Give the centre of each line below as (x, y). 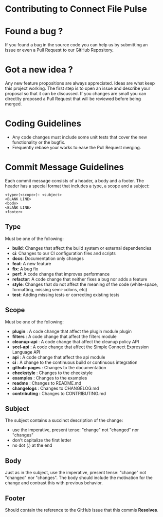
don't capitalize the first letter (42, 440)
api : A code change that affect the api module (59, 357)
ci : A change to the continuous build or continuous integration (75, 362)
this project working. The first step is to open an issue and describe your (78, 88)
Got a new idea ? (39, 70)
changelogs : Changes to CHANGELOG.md (55, 388)
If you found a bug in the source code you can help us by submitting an (77, 45)
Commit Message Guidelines (64, 167)
